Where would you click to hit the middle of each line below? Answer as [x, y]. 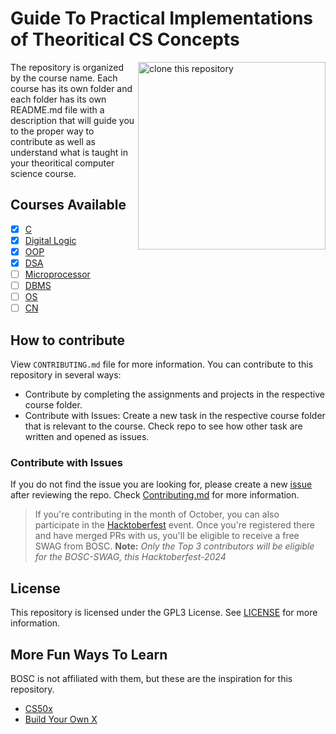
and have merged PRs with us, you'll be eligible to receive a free [167, 536]
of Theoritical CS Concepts [125, 39]
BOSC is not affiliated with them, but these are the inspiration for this [151, 678]
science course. [43, 173]
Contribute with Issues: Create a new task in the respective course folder [175, 416]
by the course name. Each [64, 78]
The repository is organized [67, 67]
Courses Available [68, 205]
